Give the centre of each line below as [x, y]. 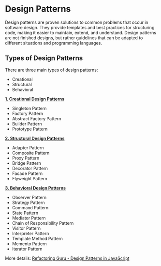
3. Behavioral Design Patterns [36, 188]
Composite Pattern [31, 153]
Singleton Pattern [29, 108]
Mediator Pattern [29, 218]
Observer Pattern [29, 197]
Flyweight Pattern [29, 178]
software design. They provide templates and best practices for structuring [80, 27]
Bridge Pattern [26, 163]
